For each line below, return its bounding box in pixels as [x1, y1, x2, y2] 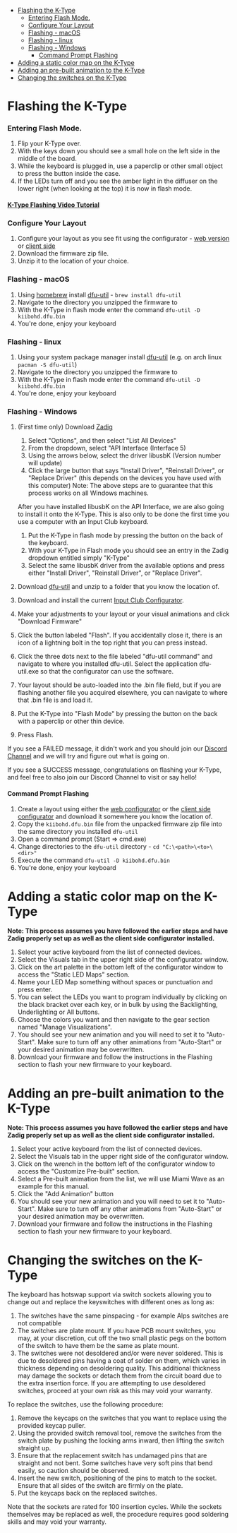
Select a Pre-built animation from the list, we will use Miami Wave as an [17, 1175, 225, 1183]
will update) [28, 459, 62, 467]
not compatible [17, 1319, 62, 1328]
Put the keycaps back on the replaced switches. [17, 1489, 157, 1498]
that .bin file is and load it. [17, 696, 93, 705]
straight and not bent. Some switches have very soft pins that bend [17, 1459, 213, 1467]
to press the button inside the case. [17, 169, 121, 178]
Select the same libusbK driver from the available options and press [28, 561, 225, 570]
